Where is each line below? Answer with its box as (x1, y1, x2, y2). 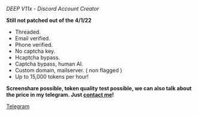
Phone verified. (14, 41, 53, 48)
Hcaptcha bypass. (14, 54, 60, 61)
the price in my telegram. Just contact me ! (6, 91, 114, 98)
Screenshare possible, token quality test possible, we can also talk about (6, 85, 192, 92)
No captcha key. (14, 47, 56, 55)
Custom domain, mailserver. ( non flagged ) (14, 67, 122, 74)
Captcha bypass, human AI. (14, 60, 83, 67)
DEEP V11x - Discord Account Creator (6, 5, 99, 12)
